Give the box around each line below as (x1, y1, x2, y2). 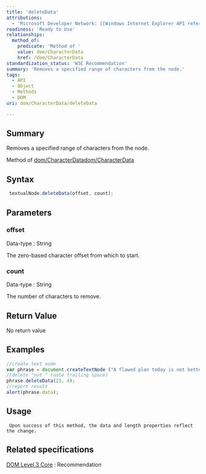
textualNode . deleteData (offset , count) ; (9, 191, 114, 197)
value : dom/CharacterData (17, 49, 84, 55)
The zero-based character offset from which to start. (6, 251, 140, 259)
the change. (6, 427, 37, 434)
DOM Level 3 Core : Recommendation (6, 461, 102, 468)
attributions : (6, 15, 43, 21)
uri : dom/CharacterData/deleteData (6, 100, 97, 106)
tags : (6, 72, 20, 78)
